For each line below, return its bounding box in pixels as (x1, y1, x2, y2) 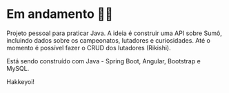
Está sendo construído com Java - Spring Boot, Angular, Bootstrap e (6, 56, 201, 65)
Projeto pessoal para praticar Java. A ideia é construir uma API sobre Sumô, (6, 29, 222, 37)
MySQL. (6, 64, 30, 72)
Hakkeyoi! (6, 77, 35, 85)
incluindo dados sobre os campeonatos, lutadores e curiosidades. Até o (6, 36, 211, 44)
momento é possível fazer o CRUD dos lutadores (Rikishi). (6, 43, 171, 52)
